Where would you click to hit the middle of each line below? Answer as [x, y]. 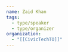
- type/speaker [30, 23]
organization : [24, 34]
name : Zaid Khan [26, 12]
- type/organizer [33, 28]
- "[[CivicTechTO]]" [37, 39]
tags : [13, 17]
